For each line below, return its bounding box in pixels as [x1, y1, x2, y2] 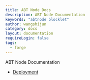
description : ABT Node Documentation [5, 12, 85, 17]
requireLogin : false [5, 36, 49, 41]
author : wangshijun [5, 21, 47, 27]
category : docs [5, 26, 38, 31]
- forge [10, 45, 26, 50]
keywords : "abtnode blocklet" [5, 17, 70, 22]
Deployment [12, 69, 39, 75]
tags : [5, 41, 17, 46]
